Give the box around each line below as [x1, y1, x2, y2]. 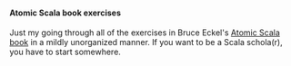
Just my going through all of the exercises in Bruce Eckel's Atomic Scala [9, 27, 280, 38]
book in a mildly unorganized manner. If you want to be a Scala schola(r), [9, 37, 284, 48]
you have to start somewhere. [9, 46, 121, 58]
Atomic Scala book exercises [9, 7, 121, 18]
